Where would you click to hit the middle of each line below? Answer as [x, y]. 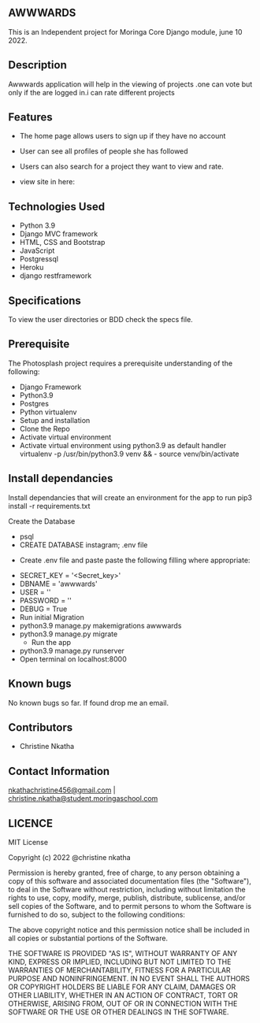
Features [30, 117]
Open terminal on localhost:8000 [73, 659]
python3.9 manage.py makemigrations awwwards [100, 625]
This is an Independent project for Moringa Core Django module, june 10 [125, 32]
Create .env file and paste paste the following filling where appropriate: [135, 560]
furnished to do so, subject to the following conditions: [97, 914]
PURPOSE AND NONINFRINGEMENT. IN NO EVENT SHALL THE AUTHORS [129, 978]
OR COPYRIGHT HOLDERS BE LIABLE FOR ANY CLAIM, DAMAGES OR [122, 987]
